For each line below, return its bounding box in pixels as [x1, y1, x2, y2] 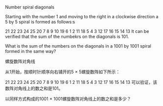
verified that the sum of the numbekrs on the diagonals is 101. [5, 34, 129, 39]
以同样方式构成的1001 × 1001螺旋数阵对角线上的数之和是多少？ [5, 96, 131, 102]
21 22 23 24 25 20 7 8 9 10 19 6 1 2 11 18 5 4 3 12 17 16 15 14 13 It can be [5, 28, 149, 34]
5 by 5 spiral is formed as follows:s [5, 19, 75, 25]
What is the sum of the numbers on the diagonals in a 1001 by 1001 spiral [5, 43, 152, 49]
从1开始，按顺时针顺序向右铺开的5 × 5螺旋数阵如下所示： [5, 69, 120, 75]
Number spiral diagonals [5, 4, 55, 10]
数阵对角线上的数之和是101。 [5, 85, 63, 91]
